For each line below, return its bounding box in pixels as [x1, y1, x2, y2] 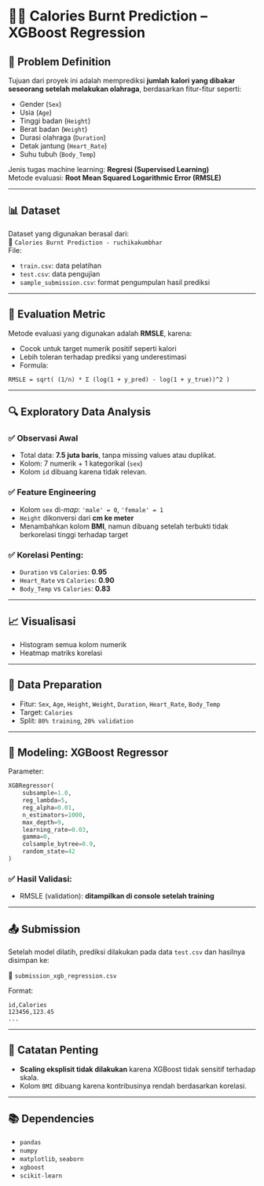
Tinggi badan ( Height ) [19, 116, 91, 125]
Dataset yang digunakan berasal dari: [8, 229, 130, 238]
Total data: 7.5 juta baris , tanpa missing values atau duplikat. [19, 451, 217, 460]
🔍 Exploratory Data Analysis [8, 405, 152, 419]
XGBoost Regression [8, 24, 146, 42]
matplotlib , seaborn [19, 1154, 84, 1163]
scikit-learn [19, 1172, 63, 1180]
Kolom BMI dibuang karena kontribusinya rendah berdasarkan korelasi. [19, 1081, 247, 1090]
